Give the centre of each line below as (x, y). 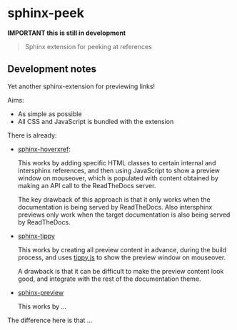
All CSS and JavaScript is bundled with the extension (96, 121)
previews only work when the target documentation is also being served (124, 215)
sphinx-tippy (36, 236)
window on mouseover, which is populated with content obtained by (118, 178)
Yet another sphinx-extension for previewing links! (81, 86)
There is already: (32, 135)
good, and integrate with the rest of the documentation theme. (109, 279)
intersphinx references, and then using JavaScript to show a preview (118, 170)
